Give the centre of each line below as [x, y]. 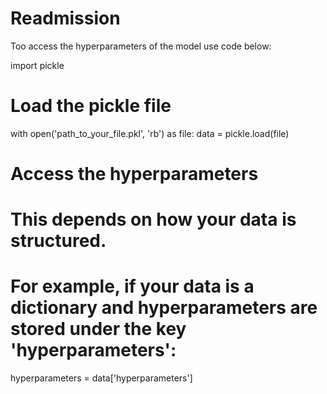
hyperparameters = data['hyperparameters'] [101, 378]
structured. [58, 241]
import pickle [37, 65]
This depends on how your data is [153, 219]
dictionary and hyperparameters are [164, 308]
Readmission [65, 18]
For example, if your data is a [132, 286]
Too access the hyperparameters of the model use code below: [141, 46]
